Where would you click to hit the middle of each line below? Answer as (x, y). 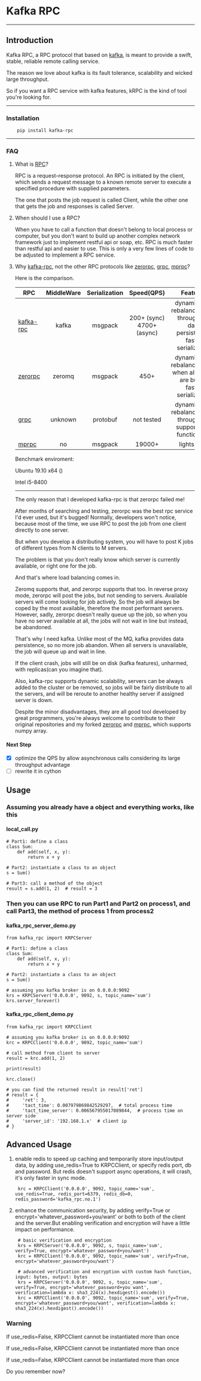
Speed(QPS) (147, 293)
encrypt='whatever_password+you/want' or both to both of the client (100, 1217)
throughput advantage (42, 764)
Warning (19, 1324)
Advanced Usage (39, 1144)
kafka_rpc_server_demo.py (41, 925)
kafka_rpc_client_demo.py (40, 1014)
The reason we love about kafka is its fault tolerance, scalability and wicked (99, 72)
